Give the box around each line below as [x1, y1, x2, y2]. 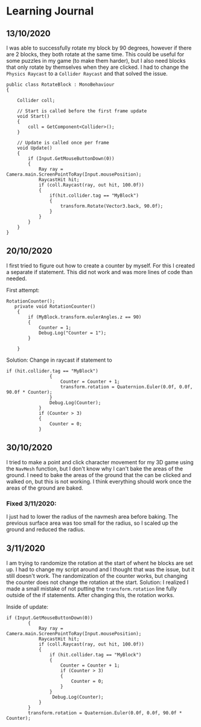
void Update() [17, 145, 53, 151]
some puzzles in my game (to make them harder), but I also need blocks [6, 57, 186, 64]
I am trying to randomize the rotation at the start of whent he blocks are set [6, 559, 193, 566]
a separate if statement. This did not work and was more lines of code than [6, 268, 193, 275]
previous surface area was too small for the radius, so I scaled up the [6, 519, 178, 527]
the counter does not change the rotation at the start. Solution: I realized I [6, 578, 189, 586]
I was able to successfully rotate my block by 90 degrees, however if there [6, 44, 192, 51]
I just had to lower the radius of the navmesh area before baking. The [6, 513, 178, 520]
